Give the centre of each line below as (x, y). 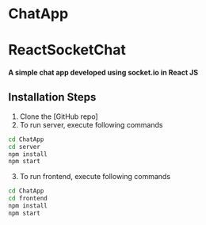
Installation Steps (52, 97)
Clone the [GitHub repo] (59, 116)
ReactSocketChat (67, 50)
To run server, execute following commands (91, 124)
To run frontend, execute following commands (95, 177)
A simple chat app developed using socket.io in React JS (103, 72)
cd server (25, 147)
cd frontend (28, 199)
